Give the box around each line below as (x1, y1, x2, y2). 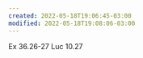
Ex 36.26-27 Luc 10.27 (8, 41, 83, 51)
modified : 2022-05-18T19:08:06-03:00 (8, 19, 136, 27)
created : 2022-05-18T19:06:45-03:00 (8, 11, 132, 20)
